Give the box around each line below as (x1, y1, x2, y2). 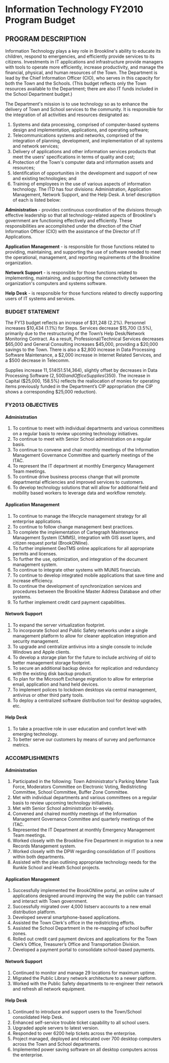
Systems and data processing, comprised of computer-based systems (12, 122, 159, 127)
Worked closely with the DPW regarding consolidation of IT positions (12, 848, 156, 855)
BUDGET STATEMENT (5, 308, 60, 315)
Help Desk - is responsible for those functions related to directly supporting (5, 290, 163, 296)
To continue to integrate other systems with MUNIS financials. (12, 566, 142, 573)
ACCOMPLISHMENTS (5, 754, 60, 761)
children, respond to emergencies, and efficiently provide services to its (5, 53, 155, 59)
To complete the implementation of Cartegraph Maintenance (12, 529, 139, 535)
